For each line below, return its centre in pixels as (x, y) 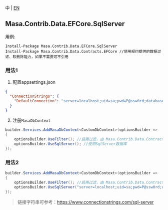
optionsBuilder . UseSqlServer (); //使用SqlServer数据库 (70, 144)
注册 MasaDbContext (31, 120)
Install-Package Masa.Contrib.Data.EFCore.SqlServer (61, 46)
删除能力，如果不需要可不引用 (42, 57)
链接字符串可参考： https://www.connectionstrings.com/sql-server (85, 202)
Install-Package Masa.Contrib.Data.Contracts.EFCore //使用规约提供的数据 (81, 51)
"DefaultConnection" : (36, 101)
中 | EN (12, 8)
